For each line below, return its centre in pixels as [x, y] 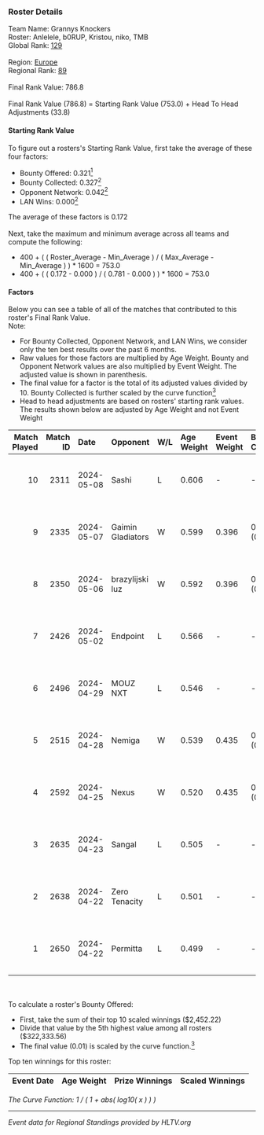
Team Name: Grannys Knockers [60, 29]
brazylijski [130, 579]
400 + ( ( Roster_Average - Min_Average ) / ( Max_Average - [117, 257]
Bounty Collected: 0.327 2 [60, 182]
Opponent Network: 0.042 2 [64, 191]
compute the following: [45, 242]
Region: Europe [33, 62]
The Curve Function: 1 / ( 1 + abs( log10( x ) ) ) [82, 1100]
